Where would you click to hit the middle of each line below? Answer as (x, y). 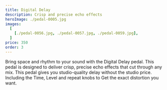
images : (13, 24)
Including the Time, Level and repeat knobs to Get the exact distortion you (82, 77)
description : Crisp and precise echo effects (54, 15)
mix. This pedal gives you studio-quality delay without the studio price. (78, 72)
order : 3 (14, 47)
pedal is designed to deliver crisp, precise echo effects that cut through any (84, 67)
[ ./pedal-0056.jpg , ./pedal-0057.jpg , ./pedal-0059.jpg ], (76, 33)
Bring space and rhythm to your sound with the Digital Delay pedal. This (80, 61)
